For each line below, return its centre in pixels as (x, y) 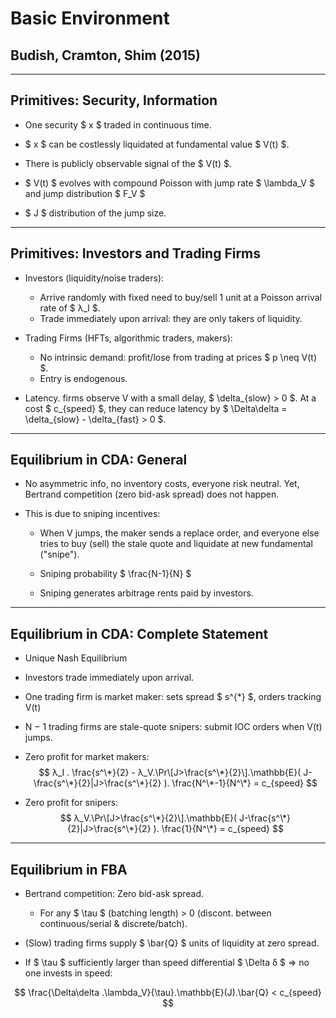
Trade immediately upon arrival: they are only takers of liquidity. (171, 318)
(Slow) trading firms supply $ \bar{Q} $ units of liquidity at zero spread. (172, 943)
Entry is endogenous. (83, 378)
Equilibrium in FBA (69, 869)
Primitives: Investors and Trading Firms (136, 253)
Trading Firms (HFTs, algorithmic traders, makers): (128, 338)
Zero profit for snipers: (71, 803)
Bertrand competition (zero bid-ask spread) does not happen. (152, 494)
